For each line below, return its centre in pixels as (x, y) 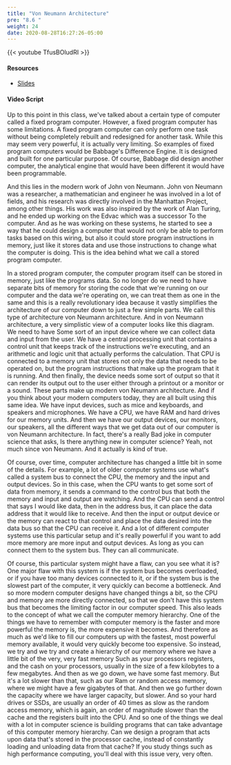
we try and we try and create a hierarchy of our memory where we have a (112, 651)
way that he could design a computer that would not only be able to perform (115, 230)
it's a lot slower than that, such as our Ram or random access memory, (108, 680)
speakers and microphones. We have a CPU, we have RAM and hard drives (114, 412)
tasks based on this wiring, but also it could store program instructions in (111, 238)
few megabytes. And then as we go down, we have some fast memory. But (113, 673)
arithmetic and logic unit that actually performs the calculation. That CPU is (114, 354)
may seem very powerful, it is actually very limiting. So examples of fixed (111, 144)
